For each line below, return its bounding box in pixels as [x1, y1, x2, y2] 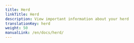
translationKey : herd [5, 21, 51, 26]
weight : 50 [5, 26, 28, 31]
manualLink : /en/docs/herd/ [5, 30, 64, 35]
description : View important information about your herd [5, 16, 129, 21]
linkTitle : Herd [5, 12, 39, 17]
